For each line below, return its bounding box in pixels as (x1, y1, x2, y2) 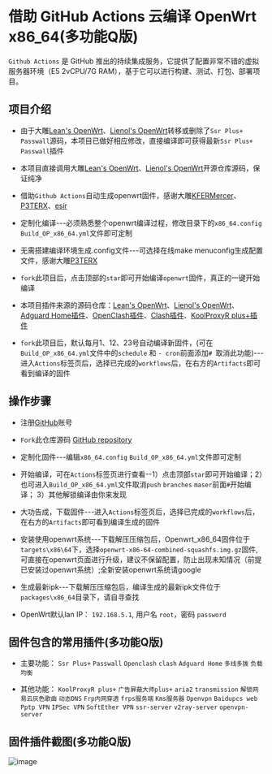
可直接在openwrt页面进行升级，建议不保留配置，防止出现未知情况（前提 (19, 554, 262, 564)
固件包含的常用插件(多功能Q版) (8, 635, 164, 649)
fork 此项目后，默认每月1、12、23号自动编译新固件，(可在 (19, 338, 214, 348)
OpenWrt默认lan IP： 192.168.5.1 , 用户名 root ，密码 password (19, 609, 227, 619)
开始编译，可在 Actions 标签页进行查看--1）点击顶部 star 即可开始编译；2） (19, 469, 263, 479)
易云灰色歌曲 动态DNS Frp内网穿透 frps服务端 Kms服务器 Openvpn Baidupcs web (19, 695, 258, 703)
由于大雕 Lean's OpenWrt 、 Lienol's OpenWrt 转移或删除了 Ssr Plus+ (19, 125, 244, 135)
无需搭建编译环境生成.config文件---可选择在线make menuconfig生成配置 (19, 245, 264, 255)
